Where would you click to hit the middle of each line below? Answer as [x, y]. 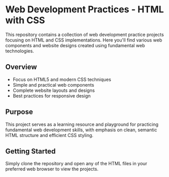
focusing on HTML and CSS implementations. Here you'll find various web [84, 40]
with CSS [25, 20]
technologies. [20, 51]
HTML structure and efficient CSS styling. [49, 135]
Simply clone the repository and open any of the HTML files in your [76, 164]
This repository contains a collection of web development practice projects [85, 34]
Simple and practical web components [53, 85]
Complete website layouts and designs [54, 90]
